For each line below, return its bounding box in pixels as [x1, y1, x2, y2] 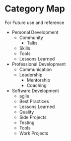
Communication [19, 66, 52, 72]
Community [19, 34, 43, 40]
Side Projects [19, 114, 47, 120]
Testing [19, 119, 35, 125]
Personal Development [11, 29, 59, 35]
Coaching [26, 82, 47, 88]
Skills [19, 45, 30, 51]
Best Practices [19, 98, 49, 104]
